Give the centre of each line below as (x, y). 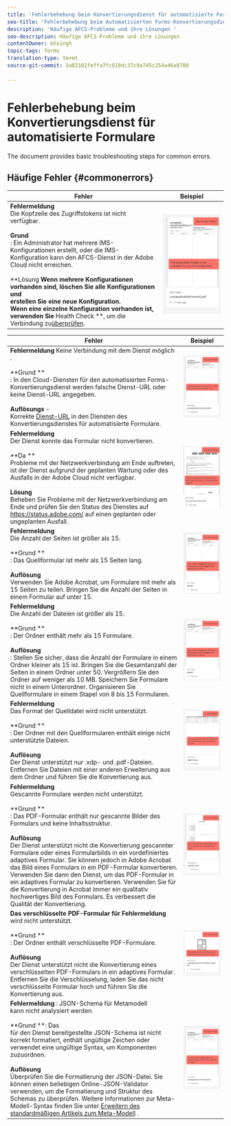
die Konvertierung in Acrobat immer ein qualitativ (79, 889)
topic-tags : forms (33, 51)
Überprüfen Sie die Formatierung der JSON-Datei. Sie (87, 1077)
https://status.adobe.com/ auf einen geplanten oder (83, 514)
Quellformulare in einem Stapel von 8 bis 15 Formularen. (90, 694)
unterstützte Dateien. (40, 740)
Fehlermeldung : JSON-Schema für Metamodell (79, 1003)
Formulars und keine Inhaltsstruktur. (61, 823)
